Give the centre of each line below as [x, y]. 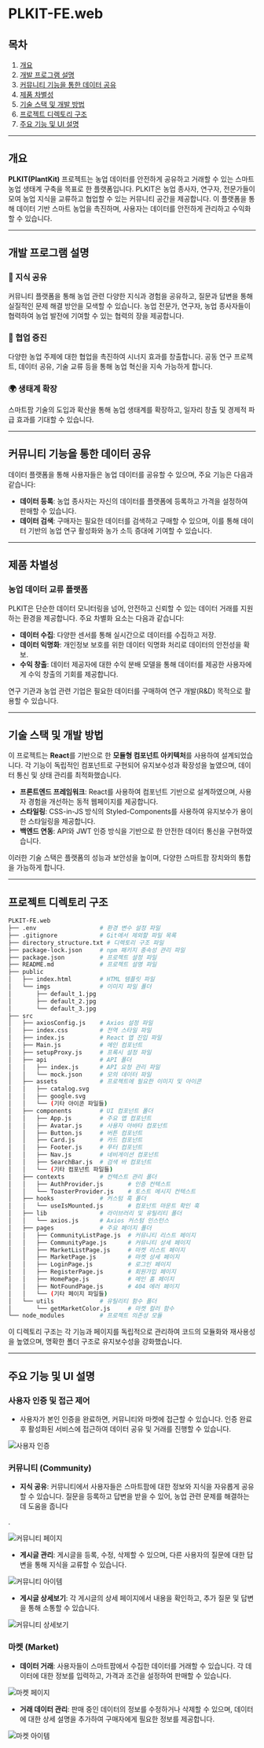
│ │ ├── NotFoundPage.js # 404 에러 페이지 [94, 1286]
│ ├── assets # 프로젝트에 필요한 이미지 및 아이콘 [105, 1082]
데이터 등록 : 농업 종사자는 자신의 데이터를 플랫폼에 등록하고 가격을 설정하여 [134, 501]
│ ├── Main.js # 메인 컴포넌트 [75, 1045]
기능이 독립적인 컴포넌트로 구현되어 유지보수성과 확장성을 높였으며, [135, 765]
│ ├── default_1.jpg [52, 994]
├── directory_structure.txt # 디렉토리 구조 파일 [86, 942]
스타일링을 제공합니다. [62, 821]
